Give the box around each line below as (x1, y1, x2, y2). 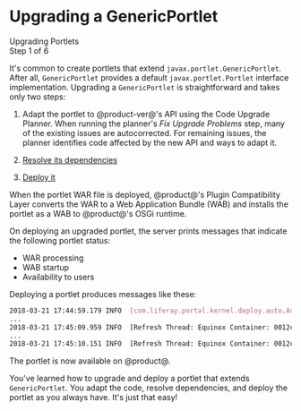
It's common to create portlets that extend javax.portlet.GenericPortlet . (9, 63, 282, 73)
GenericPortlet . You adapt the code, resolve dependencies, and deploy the (9, 382, 288, 393)
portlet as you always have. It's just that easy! (9, 392, 178, 403)
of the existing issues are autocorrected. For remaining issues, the (21, 127, 267, 138)
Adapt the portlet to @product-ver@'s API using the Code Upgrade (21, 108, 271, 119)
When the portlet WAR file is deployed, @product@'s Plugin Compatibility (9, 189, 280, 200)
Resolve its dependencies (21, 154, 118, 165)
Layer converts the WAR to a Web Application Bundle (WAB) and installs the (9, 199, 289, 210)
